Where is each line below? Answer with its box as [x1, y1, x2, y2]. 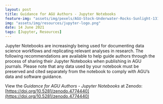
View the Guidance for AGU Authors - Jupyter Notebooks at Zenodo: [5, 83, 143, 89]
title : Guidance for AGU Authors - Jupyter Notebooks [5, 12, 116, 16]
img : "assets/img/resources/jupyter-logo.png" [5, 20, 101, 26]
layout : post [5, 7, 32, 12]
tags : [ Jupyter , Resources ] [5, 30, 62, 34]
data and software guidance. [5, 74, 63, 79]
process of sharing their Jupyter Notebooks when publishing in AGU [5, 59, 142, 64]
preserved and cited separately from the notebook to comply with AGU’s [5, 69, 150, 74]
